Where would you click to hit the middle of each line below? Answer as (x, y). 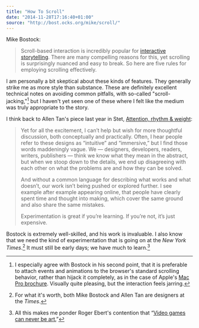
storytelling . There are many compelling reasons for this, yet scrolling (105, 57)
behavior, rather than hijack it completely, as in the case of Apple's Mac (102, 277)
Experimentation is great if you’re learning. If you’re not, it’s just (98, 216)
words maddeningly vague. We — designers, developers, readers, (101, 149)
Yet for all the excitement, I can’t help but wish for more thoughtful (101, 130)
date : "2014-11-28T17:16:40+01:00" (50, 17)
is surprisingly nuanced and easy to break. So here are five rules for (103, 63)
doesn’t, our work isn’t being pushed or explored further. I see (96, 186)
